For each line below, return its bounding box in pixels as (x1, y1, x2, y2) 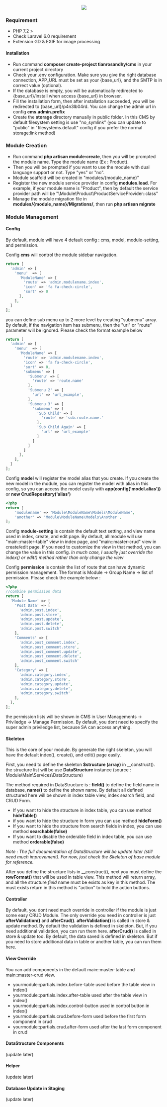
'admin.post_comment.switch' (18, 658, 80, 663)
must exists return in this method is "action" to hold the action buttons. (5, 885, 151, 891)
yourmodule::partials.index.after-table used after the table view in (12, 992, 147, 998)
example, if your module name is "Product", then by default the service (12, 185, 159, 191)
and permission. (5, 242, 39, 248)
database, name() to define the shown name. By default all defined (5, 787, 143, 793)
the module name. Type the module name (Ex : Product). (12, 159, 129, 165)
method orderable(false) (12, 839, 64, 845)
